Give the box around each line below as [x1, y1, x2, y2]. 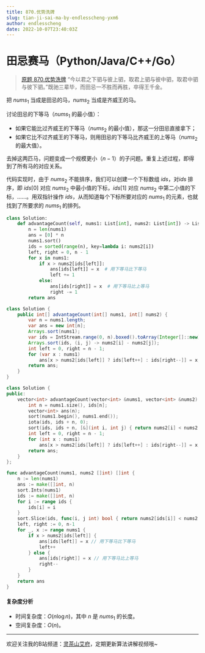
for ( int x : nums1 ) [28, 436, 81, 442]
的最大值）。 [15, 142, 45, 149]
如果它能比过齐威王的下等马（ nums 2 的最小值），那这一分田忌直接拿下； [15, 124, 197, 133]
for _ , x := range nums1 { [17, 527, 86, 533]
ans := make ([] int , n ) [17, 482, 75, 488]
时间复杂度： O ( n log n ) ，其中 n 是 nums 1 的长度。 [15, 613, 138, 621]
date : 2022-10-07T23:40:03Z [6, 26, 78, 32]
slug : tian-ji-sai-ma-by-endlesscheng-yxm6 [6, 15, 119, 21]
